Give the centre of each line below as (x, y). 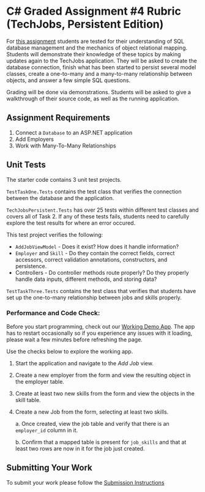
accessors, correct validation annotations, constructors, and (91, 259)
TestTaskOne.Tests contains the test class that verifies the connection (94, 192)
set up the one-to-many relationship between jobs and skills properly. (94, 297)
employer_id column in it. (47, 430)
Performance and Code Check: (53, 313)
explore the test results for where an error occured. (71, 223)
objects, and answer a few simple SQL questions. (69, 80)
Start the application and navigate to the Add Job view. (84, 363)
